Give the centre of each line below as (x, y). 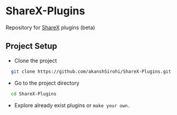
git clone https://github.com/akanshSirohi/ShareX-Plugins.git (91, 72)
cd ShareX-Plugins (34, 94)
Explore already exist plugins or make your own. (72, 105)
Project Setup (32, 46)
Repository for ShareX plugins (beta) (50, 27)
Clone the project (35, 60)
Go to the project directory (47, 83)
